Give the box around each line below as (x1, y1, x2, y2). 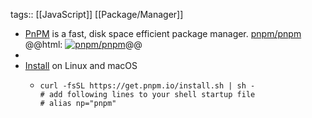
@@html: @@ (24, 39, 143, 50)
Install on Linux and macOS (24, 60, 138, 71)
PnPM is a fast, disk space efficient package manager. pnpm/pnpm (24, 28, 302, 39)
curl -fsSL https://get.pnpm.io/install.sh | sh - (39, 81, 256, 91)
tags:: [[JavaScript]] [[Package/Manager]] (10, 9, 184, 20)
